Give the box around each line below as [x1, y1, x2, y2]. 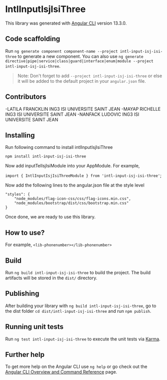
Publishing [5, 289, 40, 298]
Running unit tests [5, 322, 64, 331]
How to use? [5, 228, 45, 237]
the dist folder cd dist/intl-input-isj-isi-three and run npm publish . [5, 308, 151, 314]
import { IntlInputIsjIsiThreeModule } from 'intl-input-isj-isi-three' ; [5, 172, 162, 178]
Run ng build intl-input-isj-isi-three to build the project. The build [5, 270, 151, 275]
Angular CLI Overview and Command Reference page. [5, 369, 117, 375]
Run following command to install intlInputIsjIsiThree [5, 144, 113, 150]
